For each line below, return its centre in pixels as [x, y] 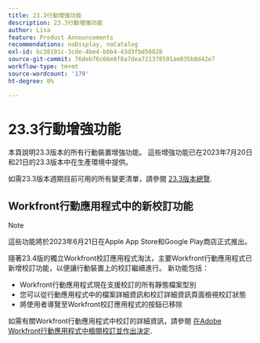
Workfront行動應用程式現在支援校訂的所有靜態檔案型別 [108, 285]
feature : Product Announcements [61, 37]
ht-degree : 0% [31, 81]
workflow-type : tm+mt [43, 67]
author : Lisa [29, 30]
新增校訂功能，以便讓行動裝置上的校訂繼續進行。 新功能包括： [108, 268]
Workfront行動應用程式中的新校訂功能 [101, 206]
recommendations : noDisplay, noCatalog [73, 45]
